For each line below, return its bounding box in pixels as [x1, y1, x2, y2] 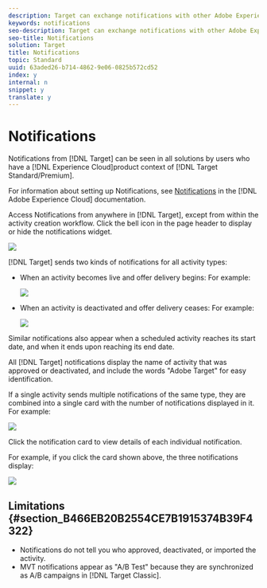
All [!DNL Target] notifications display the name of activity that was [8, 358, 227, 367]
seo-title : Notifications [8, 33, 94, 42]
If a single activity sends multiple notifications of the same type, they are [8, 390, 246, 399]
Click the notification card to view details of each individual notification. [8, 437, 242, 447]
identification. [8, 374, 53, 384]
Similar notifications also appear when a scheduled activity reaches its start [8, 334, 256, 343]
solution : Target [8, 41, 66, 49]
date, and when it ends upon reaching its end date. [8, 342, 175, 351]
